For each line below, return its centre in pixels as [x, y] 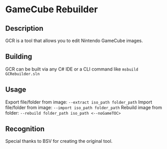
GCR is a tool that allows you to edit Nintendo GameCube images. [74, 40]
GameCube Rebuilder [52, 9]
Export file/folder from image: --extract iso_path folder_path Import [79, 102]
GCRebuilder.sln [22, 74]
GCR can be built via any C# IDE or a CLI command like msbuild [72, 69]
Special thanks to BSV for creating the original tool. [59, 141]
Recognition [25, 129]
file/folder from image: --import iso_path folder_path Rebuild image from [84, 107]
